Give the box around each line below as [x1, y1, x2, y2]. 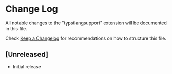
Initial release [12, 63, 41, 69]
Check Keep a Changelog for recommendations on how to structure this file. [5, 35, 167, 41]
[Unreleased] [5, 50, 49, 59]
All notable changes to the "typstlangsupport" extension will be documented [5, 20, 167, 26]
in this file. [5, 25, 27, 31]
